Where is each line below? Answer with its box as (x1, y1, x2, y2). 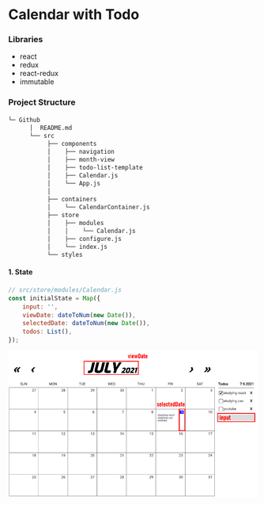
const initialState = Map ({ (8, 294, 101, 302)
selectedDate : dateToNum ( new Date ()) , (22, 319, 150, 327)
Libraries (8, 34, 43, 45)
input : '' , (22, 303, 58, 311)
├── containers (47, 195, 97, 203)
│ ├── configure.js (47, 235, 123, 243)
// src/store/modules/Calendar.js (8, 285, 123, 294)
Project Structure (8, 97, 76, 108)
